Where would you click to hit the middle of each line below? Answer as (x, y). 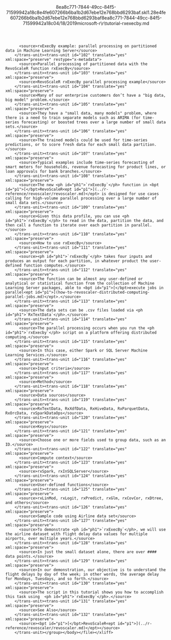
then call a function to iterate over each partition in (67, 225)
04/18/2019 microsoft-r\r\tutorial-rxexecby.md (101, 23)
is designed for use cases (130, 194)
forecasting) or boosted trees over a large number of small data (94, 122)
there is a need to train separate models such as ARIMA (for (73, 118)
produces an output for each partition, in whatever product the (76, 261)
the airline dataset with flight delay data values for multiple (76, 534)
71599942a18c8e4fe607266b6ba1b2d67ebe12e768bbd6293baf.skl (77, 12)
